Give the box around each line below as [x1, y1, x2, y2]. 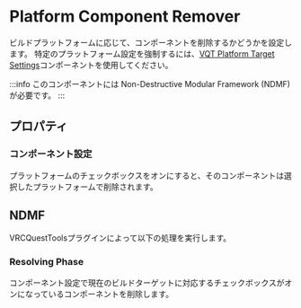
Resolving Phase [9, 256, 84, 268]
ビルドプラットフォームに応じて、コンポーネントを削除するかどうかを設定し [9, 37, 292, 48]
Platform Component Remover [9, 6, 241, 27]
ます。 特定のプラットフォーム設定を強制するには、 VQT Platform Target [9, 48, 276, 59]
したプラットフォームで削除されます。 [16, 181, 159, 192]
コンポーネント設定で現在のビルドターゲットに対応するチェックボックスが [9, 277, 285, 288]
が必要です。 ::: [9, 90, 66, 101]
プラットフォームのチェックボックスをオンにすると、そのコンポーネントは [9, 170, 285, 180]
